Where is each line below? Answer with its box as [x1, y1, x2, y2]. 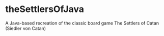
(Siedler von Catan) [5, 25, 46, 31]
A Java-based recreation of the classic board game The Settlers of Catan [5, 20, 159, 26]
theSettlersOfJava [5, 3, 84, 15]
